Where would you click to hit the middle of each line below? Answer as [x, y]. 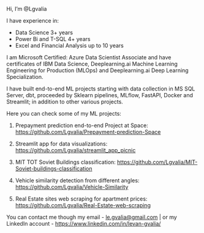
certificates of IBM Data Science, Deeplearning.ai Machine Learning [92, 64]
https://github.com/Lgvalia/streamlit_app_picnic [75, 150]
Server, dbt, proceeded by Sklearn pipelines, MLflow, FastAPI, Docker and [100, 95]
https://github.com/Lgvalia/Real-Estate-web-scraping [83, 205]
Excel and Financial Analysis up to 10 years [69, 46]
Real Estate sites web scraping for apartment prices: [81, 199]
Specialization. [25, 77]
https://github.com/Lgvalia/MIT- [157, 162]
